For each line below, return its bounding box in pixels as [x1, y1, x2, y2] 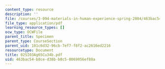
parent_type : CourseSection [5, 39, 63, 44]
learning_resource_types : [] [5, 25, 65, 30]
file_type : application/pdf [5, 20, 63, 26]
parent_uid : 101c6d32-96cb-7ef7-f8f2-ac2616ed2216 [5, 43, 111, 48]
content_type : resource [5, 7, 54, 12]
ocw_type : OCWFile [5, 30, 43, 34]
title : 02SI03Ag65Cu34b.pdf [5, 52, 63, 57]
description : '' [5, 12, 38, 17]
